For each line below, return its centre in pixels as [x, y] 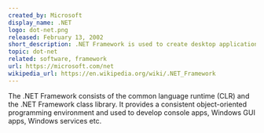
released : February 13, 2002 [56, 37]
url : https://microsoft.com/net [61, 66]
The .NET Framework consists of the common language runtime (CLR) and [129, 95]
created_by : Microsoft [45, 15]
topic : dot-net [33, 52]
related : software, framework [58, 59]
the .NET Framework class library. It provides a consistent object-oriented [128, 104]
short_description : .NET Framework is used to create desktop [112, 45]
